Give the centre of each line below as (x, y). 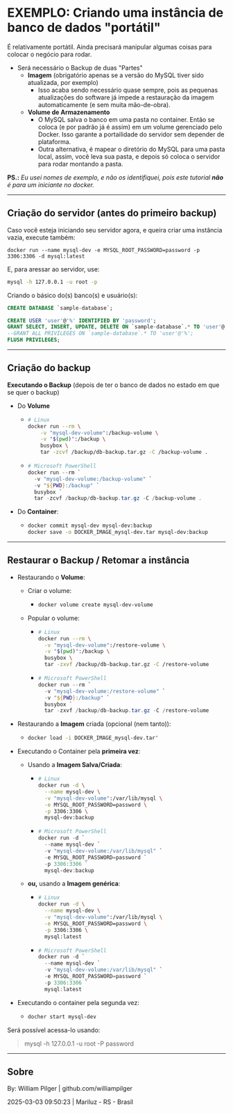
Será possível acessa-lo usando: (54, 1030)
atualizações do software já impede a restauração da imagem (126, 97)
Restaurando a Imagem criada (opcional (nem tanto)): (94, 724)
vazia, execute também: (41, 237)
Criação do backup (49, 368)
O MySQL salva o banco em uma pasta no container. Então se (126, 119)
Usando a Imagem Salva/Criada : (75, 765)
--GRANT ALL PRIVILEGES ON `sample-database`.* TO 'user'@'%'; (101, 333)
